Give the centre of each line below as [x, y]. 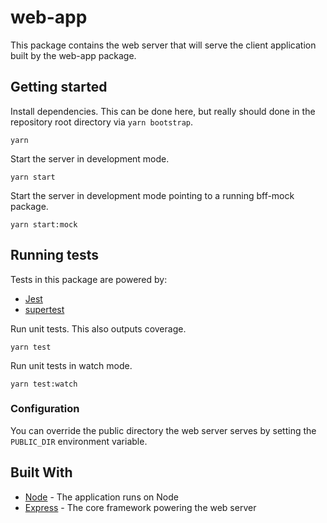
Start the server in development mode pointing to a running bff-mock [152, 195]
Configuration [45, 409]
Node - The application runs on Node [101, 497]
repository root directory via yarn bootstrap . [102, 122]
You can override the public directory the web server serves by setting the [163, 430]
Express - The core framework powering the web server [140, 507]
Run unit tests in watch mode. [71, 365]
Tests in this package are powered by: [89, 279]
